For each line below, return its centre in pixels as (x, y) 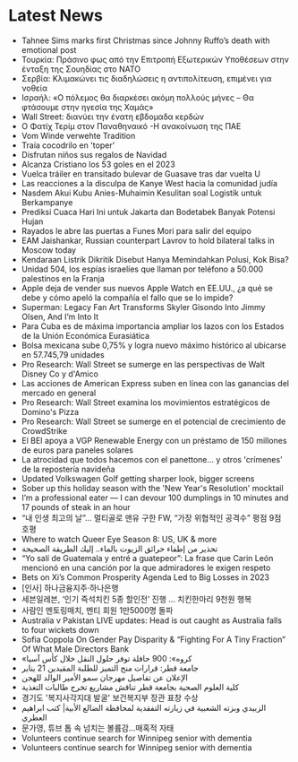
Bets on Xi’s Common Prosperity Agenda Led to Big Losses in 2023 (145, 577)
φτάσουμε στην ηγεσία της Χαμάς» (87, 107)
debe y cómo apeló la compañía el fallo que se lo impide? (127, 298)
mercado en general (59, 393)
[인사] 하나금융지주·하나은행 (70, 587)
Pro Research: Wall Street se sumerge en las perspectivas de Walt (143, 364)
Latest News (56, 16)
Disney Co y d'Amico (60, 374)
